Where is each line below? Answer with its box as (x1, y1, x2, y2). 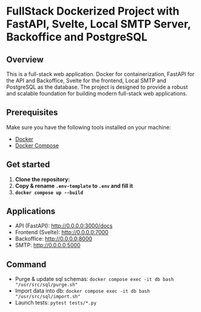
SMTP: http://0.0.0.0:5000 (15, 241, 81, 249)
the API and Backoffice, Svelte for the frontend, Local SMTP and (6, 77, 166, 84)
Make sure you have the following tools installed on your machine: (6, 123, 171, 131)
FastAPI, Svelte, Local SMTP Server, (6, 17, 191, 31)
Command (6, 259, 47, 269)
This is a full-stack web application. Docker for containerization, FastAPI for (6, 71, 195, 77)
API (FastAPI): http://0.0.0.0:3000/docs (15, 222, 113, 229)
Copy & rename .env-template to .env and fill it (15, 182, 133, 189)
